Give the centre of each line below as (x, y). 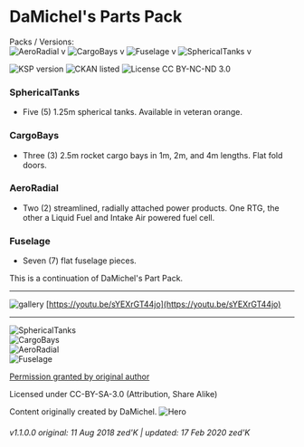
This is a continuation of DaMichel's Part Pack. (96, 279)
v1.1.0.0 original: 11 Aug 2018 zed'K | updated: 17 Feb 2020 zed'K (130, 433)
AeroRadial (34, 188)
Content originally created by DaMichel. (83, 412)
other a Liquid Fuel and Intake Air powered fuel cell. (119, 217)
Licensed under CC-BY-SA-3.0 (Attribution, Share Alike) (114, 395)
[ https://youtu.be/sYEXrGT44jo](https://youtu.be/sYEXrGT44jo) (163, 304)
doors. (34, 165)
